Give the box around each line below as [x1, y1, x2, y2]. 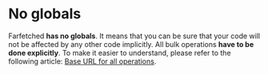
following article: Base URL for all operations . [8, 56, 157, 66]
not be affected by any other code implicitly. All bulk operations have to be [8, 39, 254, 49]
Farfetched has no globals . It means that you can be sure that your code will [8, 31, 261, 41]
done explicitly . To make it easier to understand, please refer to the [8, 48, 231, 57]
